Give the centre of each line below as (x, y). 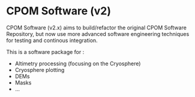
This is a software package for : (45, 51)
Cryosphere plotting (40, 69)
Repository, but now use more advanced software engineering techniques (98, 34)
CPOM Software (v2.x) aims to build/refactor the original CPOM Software (97, 28)
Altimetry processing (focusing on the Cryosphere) (78, 63)
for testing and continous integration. (52, 40)
